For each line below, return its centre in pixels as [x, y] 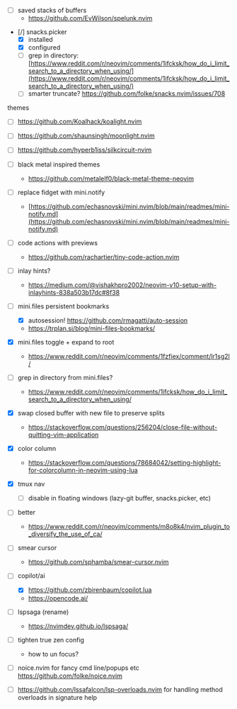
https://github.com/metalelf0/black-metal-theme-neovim [111, 178]
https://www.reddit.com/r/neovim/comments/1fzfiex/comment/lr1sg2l [129, 356]
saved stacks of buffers [52, 10]
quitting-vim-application [63, 435]
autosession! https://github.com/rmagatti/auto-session [108, 320]
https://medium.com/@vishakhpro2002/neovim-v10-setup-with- [122, 285]
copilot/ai [31, 576]
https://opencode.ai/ [58, 598]
